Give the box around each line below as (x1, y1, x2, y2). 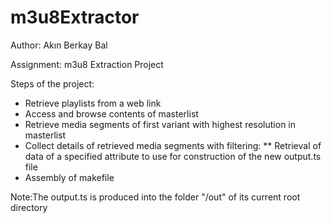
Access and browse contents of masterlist (24, 107, 199, 120)
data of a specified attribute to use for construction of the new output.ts (24, 150, 322, 162)
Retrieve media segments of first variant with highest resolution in (24, 118, 297, 130)
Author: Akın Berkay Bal (10, 39, 108, 51)
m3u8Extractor (10, 6, 140, 29)
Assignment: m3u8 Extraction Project (10, 58, 164, 70)
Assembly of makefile (24, 171, 115, 183)
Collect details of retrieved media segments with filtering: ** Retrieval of (24, 139, 322, 151)
